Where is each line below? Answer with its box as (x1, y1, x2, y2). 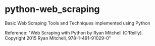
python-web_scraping (5, 3, 100, 15)
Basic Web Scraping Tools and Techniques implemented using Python (5, 20, 150, 26)
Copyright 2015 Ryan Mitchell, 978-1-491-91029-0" (5, 35, 112, 41)
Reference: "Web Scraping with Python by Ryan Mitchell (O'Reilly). (5, 29, 143, 35)
